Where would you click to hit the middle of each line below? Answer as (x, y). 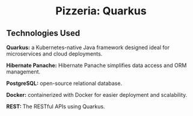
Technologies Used (43, 33)
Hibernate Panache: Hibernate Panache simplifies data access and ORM (96, 65)
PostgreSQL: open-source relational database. (64, 83)
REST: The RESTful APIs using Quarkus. (56, 106)
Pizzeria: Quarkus (101, 11)
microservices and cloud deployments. (54, 54)
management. (23, 72)
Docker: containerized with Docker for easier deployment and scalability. (97, 95)
